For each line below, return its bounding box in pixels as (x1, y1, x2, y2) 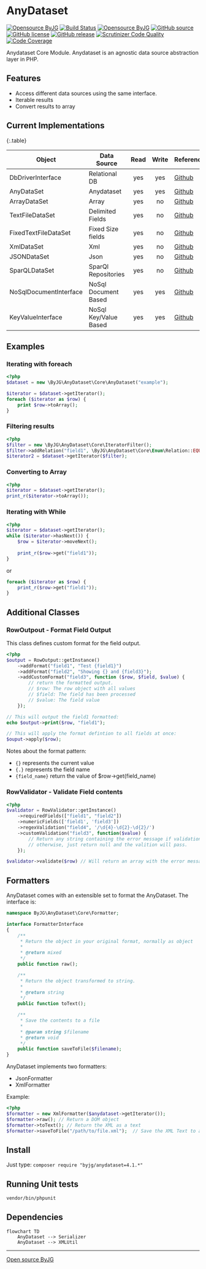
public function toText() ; (17, 1001, 86, 1007)
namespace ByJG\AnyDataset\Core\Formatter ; (6, 910, 120, 917)
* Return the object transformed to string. (20, 977, 136, 984)
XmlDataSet (9, 242, 44, 250)
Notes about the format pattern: (6, 747, 87, 755)
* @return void (20, 1034, 59, 1041)
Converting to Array (6, 468, 67, 476)
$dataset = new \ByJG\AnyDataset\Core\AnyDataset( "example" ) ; (6, 379, 169, 386)
